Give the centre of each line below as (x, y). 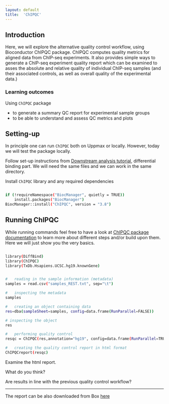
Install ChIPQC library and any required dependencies (60, 181)
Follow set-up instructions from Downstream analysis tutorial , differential (80, 161)
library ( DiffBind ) (24, 256)
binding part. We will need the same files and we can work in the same (78, 166)
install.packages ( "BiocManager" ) (49, 200)
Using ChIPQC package (28, 103)
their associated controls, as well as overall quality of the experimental (78, 74)
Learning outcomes (29, 92)
